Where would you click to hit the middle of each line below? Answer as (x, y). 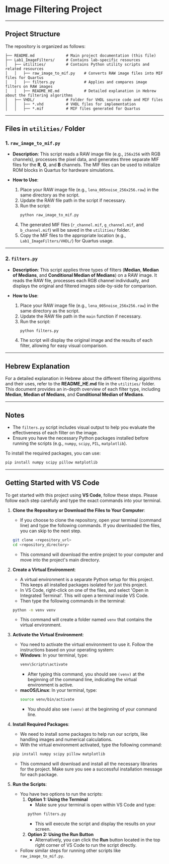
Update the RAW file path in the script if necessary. (73, 200)
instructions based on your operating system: (67, 650)
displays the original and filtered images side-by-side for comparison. (85, 286)
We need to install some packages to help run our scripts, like (84, 734)
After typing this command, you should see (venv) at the (86, 674)
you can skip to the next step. (51, 531)
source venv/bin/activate (47, 700)
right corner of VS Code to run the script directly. (86, 845)
